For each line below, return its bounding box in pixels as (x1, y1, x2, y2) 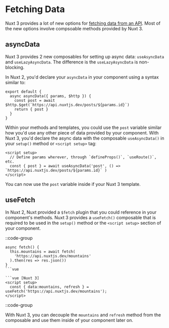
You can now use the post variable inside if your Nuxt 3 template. (5, 181, 141, 187)
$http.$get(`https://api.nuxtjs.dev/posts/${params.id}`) (5, 102, 130, 107)
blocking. (5, 64, 25, 70)
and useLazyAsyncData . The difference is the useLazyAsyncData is (5, 59, 138, 65)
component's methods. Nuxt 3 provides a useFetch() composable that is (5, 214, 156, 220)
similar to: (5, 79, 26, 85)
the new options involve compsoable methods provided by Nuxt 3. (5, 25, 143, 31)
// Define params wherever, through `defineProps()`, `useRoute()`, (10, 155, 157, 160)
